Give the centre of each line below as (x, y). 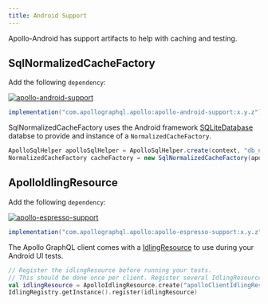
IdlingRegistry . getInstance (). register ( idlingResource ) (103, 292)
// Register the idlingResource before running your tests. (110, 270)
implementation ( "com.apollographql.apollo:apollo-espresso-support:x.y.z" (135, 232)
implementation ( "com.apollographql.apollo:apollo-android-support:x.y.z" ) (135, 112)
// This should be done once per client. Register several (108, 278)
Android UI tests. (36, 255)
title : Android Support (48, 16)
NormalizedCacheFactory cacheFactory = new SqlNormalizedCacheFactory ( (130, 158)
